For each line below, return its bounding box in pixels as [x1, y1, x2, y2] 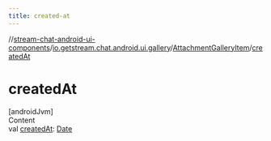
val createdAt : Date [8, 123, 73, 134]
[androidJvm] [8, 106, 54, 116]
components [8, 42, 51, 53]
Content [8, 115, 36, 125]
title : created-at [8, 11, 70, 20]
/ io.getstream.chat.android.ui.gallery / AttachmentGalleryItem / [49, 42, 252, 53]
